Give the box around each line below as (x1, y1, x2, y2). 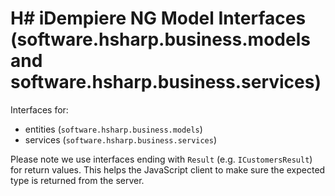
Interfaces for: (10, 103, 69, 116)
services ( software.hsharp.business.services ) (24, 133, 218, 146)
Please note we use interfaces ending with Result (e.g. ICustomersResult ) (10, 153, 313, 165)
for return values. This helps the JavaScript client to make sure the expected (10, 163, 326, 176)
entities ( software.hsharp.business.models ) (24, 123, 203, 135)
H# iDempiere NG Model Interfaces (10, 7, 307, 30)
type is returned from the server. (10, 174, 145, 186)
